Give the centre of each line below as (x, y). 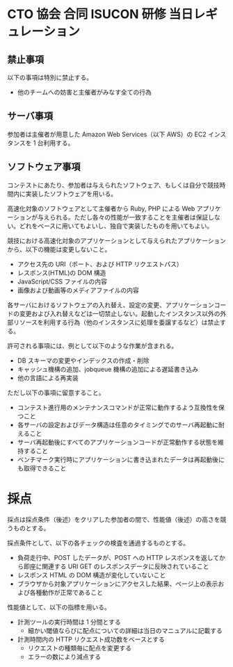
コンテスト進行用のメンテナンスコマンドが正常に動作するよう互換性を (118, 407)
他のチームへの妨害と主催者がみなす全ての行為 (84, 92)
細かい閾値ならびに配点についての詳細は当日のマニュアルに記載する (125, 630)
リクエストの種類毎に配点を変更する (80, 648)
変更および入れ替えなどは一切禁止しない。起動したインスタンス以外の (120, 313)
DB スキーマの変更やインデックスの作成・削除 (83, 360)
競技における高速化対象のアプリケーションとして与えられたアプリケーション (117, 240)
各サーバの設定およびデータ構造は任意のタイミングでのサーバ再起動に (118, 425)
